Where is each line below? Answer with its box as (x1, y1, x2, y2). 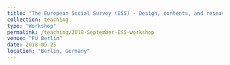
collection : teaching (7, 16, 69, 23)
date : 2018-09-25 (7, 41, 57, 48)
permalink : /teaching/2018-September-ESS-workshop (7, 28, 155, 36)
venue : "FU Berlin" (7, 35, 63, 42)
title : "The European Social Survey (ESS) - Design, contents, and (7, 9, 204, 17)
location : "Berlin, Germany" (7, 48, 90, 55)
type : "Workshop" (7, 22, 57, 29)
